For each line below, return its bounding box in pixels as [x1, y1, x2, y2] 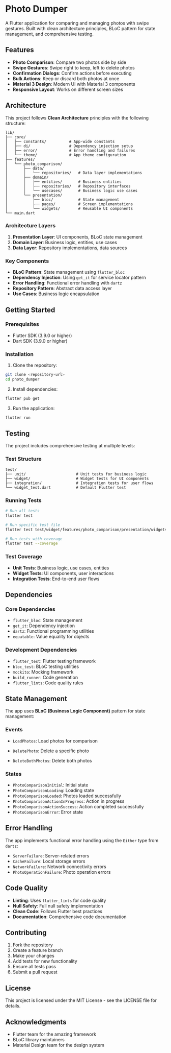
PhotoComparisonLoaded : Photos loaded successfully [12, 793, 121, 799]
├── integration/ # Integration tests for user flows [5, 481, 154, 486]
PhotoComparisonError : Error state [12, 809, 83, 815]
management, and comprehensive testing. [5, 31, 94, 37]
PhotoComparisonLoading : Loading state [12, 787, 94, 793]
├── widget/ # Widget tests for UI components [5, 476, 149, 481]
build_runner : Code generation [12, 674, 78, 680]
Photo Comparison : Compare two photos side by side [12, 59, 126, 65]
